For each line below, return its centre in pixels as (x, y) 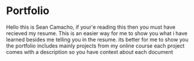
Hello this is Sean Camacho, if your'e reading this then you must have (91, 27)
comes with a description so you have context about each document (90, 52)
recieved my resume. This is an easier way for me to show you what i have (97, 33)
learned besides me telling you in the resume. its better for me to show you (97, 39)
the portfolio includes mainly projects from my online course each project (96, 46)
